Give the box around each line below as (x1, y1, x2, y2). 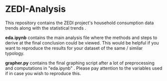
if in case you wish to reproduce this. (5, 70, 81, 76)
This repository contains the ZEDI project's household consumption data (5, 20, 154, 26)
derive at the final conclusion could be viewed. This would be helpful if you (5, 40, 160, 45)
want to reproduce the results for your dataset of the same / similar (5, 45, 143, 51)
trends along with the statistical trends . (5, 25, 86, 31)
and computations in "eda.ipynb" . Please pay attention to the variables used (5, 65, 163, 71)
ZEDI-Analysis (5, 3, 66, 15)
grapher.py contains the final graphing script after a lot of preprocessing (5, 60, 155, 66)
